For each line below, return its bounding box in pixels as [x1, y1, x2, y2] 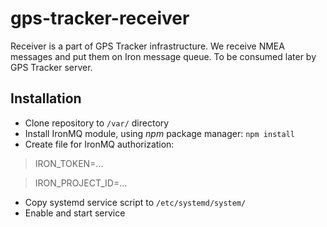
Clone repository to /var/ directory [24, 117, 170, 129]
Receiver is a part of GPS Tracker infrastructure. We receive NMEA [10, 40, 285, 52]
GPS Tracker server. [10, 61, 93, 73]
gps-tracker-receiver [10, 7, 190, 30]
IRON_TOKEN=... [34, 157, 104, 169]
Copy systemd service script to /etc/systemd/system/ [24, 196, 247, 208]
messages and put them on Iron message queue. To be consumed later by [10, 50, 317, 62]
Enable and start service [24, 207, 126, 219]
